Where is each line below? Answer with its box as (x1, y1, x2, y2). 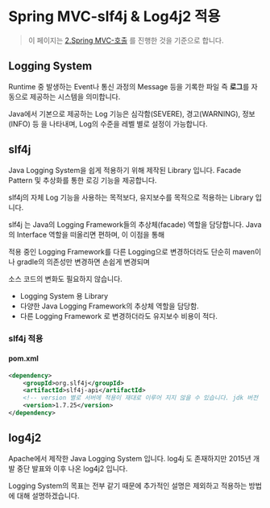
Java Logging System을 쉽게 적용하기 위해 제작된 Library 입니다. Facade (8, 165, 242, 175)
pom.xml (8, 353, 39, 363)
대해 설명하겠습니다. (16, 490, 80, 500)
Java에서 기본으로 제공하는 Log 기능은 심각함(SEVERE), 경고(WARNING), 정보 (8, 109, 255, 118)
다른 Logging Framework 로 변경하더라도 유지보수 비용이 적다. (19, 311, 218, 320)
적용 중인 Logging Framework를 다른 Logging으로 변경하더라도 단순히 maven (8, 246, 255, 256)
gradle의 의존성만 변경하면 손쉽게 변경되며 (16, 257, 151, 266)
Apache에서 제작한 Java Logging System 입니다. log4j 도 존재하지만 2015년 (8, 453, 251, 463)
